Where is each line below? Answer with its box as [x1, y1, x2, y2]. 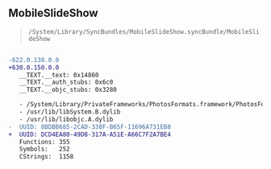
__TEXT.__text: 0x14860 [19, 71, 99, 79]
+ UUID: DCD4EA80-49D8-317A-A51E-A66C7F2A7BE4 [8, 130, 172, 138]
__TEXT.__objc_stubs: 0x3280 [19, 86, 117, 94]
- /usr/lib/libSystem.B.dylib [19, 108, 121, 116]
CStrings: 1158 [19, 153, 74, 161]
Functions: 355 [19, 138, 70, 146]
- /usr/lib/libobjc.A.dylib [19, 115, 114, 123]
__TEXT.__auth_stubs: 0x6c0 [19, 78, 114, 87]
